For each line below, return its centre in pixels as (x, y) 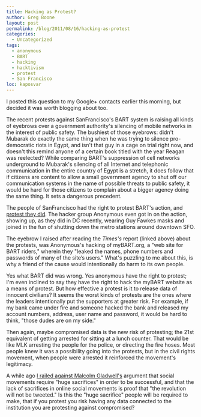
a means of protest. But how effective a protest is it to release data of (92, 288)
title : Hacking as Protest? (41, 12)
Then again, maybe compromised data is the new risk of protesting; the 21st (100, 332)
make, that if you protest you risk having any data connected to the (89, 401)
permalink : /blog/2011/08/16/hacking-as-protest (68, 29)
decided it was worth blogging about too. (57, 108)
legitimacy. (19, 364)
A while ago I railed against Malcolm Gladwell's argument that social (90, 376)
